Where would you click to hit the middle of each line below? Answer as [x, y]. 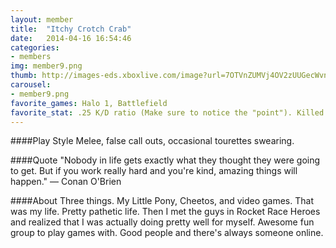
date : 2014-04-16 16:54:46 [71, 38]
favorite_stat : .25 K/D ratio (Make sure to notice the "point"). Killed [167, 112]
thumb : [24, 76]
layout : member [42, 19]
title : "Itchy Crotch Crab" [71, 29]
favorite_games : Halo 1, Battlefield [89, 103]
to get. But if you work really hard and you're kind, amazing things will [154, 171]
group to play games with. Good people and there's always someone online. [167, 233]
